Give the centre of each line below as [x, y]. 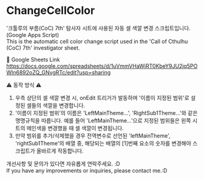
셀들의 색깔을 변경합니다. [56, 105]
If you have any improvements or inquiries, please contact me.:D [87, 170]
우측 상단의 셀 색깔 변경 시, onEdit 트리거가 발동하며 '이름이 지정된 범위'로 [102, 98]
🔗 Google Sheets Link [33, 59]
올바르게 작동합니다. [60, 151]
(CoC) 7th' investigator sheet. [43, 48]
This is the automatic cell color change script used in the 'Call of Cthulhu [97, 41]
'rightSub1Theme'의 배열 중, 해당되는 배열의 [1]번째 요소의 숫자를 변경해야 [103, 143]
